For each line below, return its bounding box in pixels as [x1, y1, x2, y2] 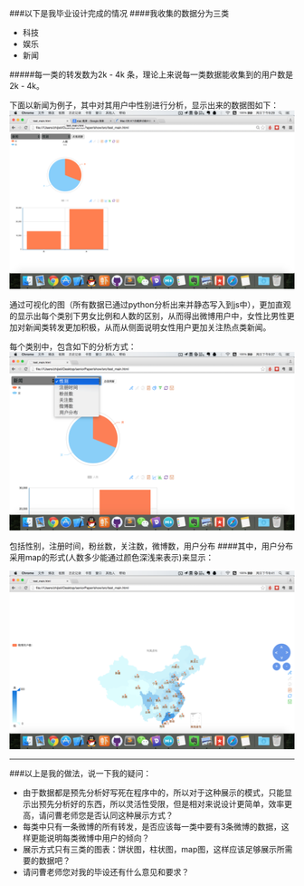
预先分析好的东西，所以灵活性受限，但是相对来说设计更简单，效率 [38, 799, 285, 809]
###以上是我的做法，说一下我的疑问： [9, 768, 152, 778]
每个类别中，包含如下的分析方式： [9, 341, 137, 352]
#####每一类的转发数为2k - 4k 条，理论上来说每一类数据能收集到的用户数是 [9, 69, 294, 80]
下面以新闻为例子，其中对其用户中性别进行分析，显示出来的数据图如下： [9, 100, 279, 111]
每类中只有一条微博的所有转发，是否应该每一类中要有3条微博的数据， [22, 822, 282, 832]
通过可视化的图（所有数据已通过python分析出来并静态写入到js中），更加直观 [9, 299, 291, 310]
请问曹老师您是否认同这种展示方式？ [38, 810, 174, 821]
